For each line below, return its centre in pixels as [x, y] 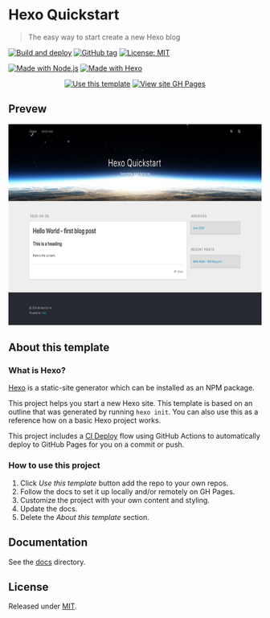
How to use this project [54, 465]
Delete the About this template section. [85, 517]
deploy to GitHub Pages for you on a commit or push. [96, 444]
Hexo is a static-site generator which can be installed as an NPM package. [131, 388]
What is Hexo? [37, 370]
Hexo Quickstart [64, 15]
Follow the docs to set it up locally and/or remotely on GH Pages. [127, 491]
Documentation [48, 543]
